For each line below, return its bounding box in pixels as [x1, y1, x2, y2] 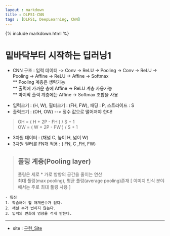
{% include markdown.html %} [5, 31, 69, 37]
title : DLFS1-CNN [5, 12, 44, 17]
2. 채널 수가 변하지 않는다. [5, 206, 56, 211]
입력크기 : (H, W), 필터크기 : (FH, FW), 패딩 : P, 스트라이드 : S [12, 102, 135, 108]
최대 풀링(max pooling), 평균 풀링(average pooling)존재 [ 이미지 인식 [17, 178, 155, 184]
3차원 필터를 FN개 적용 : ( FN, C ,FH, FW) [12, 141, 96, 147]
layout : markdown [5, 7, 44, 13]
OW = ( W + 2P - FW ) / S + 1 [17, 124, 78, 130]
